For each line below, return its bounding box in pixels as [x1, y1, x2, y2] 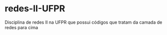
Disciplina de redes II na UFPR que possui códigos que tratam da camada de [4, 19, 162, 25]
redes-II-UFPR [4, 3, 65, 14]
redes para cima [4, 24, 38, 30]
